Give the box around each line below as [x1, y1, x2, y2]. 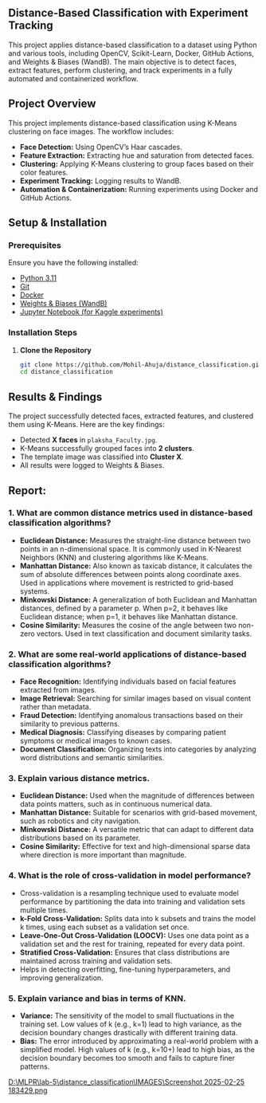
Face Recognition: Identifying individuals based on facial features [19, 677, 237, 686]
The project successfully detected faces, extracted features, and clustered [8, 411, 254, 421]
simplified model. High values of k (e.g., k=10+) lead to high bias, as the [19, 1045, 255, 1054]
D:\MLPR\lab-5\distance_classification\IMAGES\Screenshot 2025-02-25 [8, 1077, 245, 1087]
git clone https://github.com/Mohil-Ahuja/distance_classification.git [19, 360, 263, 369]
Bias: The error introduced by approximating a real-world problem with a [19, 1036, 259, 1046]
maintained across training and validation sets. [19, 956, 173, 965]
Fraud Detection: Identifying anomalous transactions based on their [19, 711, 244, 720]
